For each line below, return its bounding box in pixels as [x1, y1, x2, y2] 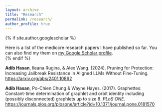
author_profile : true [5, 21, 50, 26]
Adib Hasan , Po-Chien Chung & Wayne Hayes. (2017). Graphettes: [5, 85, 142, 91]
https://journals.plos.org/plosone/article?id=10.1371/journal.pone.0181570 [5, 101, 155, 107]
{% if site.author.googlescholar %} [5, 35, 76, 41]
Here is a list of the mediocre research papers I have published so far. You [5, 44, 158, 50]
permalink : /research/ [5, 16, 52, 21]
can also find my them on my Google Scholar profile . [5, 50, 113, 56]
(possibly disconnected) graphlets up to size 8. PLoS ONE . [5, 96, 126, 102]
